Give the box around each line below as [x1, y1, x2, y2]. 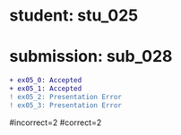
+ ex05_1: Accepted [9, 84, 82, 93]
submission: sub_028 [9, 46, 173, 67]
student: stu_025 [9, 5, 139, 26]
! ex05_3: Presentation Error [9, 100, 123, 110]
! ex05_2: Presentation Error [9, 92, 123, 101]
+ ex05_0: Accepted [9, 76, 82, 85]
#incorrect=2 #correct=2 [9, 117, 102, 128]
